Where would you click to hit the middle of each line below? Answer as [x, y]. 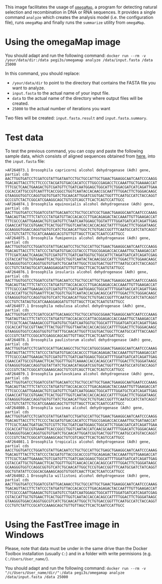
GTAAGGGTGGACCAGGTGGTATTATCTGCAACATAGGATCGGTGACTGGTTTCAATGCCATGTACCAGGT [81, 365]
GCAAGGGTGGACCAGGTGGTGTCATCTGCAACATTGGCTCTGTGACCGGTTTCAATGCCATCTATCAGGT [81, 229]
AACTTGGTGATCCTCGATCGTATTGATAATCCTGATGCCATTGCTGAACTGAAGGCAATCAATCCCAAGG [81, 416]
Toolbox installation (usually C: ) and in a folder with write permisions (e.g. [78, 553]
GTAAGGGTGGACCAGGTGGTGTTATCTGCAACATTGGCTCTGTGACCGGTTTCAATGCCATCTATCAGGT [81, 399]
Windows [24, 535]
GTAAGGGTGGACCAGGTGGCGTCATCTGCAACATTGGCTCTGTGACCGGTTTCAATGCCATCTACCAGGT [81, 501]
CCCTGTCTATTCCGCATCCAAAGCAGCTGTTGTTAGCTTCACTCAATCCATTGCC [65, 505]
